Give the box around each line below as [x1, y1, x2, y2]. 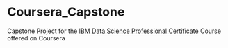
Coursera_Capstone [7, 4, 125, 20]
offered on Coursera [7, 34, 66, 42]
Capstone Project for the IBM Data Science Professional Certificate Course [7, 27, 221, 35]
